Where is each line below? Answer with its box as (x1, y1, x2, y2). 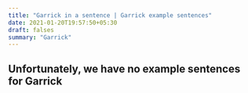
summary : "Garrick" (8, 33, 72, 41)
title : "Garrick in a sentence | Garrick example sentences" (8, 11, 213, 20)
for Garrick (8, 74, 63, 88)
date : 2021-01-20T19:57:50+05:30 (8, 19, 118, 27)
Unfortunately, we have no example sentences (8, 62, 241, 75)
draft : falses (8, 26, 55, 34)
